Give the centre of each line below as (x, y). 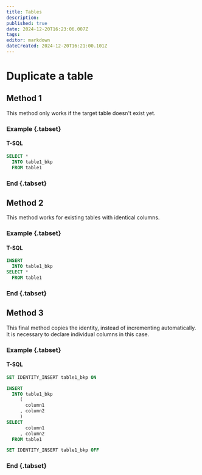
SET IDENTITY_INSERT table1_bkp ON (51, 377)
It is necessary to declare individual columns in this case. (78, 334)
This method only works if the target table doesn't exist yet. (81, 113)
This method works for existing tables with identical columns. (83, 217)
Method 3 (25, 313)
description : (23, 18)
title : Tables (24, 12)
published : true (27, 23)
